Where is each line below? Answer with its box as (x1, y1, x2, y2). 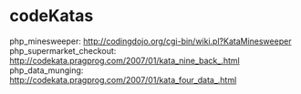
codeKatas (9, 5, 94, 26)
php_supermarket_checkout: (9, 45, 117, 56)
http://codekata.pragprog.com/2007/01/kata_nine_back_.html (9, 55, 240, 66)
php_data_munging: (9, 65, 84, 76)
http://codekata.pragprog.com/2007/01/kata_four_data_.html (9, 74, 237, 85)
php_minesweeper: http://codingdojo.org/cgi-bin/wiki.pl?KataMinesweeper (9, 36, 292, 47)
